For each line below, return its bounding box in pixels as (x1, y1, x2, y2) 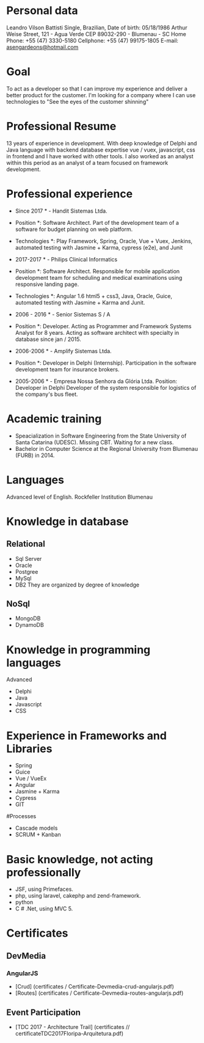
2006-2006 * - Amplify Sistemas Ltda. (15, 347, 112, 354)
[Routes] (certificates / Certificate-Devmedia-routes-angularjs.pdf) (15, 989, 184, 997)
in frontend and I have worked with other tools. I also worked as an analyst (6, 152, 194, 159)
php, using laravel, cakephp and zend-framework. (15, 892, 142, 899)
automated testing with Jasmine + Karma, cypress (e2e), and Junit (15, 244, 183, 251)
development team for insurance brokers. (15, 365, 120, 373)
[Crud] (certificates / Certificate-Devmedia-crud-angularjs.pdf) (15, 983, 174, 990)
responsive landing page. (15, 280, 79, 288)
